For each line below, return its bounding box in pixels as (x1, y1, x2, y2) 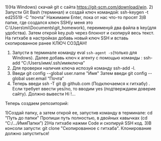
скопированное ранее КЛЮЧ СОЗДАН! (5, 40, 87, 46)
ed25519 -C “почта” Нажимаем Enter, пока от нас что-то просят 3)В (5, 15, 146, 20)
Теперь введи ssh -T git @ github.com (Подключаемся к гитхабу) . (12, 81, 150, 87)
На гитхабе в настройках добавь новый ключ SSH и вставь (5, 35, 128, 41)
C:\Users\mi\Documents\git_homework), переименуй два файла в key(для (5, 25, 157, 31)
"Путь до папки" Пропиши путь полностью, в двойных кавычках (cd (5, 115, 148, 121)
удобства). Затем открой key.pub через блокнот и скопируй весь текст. (5, 30, 155, 35)
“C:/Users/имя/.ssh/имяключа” (21, 60, 85, 66)
